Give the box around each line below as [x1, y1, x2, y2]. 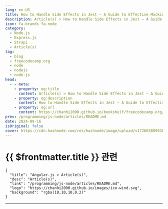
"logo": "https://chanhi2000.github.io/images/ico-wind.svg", [9, 185, 142, 190]
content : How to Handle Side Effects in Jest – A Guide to [18, 100, 144, 105]
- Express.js [9, 35, 37, 40]
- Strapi [9, 40, 28, 45]
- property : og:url [14, 105, 55, 110]
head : [5, 77, 16, 82]
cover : [5, 128, 19, 133]
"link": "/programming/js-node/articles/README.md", [9, 181, 122, 186]
